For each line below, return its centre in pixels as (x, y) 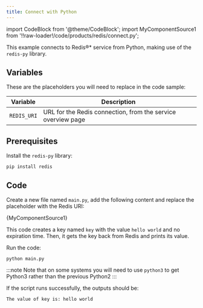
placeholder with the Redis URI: (45, 207)
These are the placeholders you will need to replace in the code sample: (96, 87)
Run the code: (24, 248)
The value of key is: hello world (50, 300)
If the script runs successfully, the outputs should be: (72, 288)
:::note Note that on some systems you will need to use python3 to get (93, 270)
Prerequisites (32, 141)
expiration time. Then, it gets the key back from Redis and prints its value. (98, 236)
